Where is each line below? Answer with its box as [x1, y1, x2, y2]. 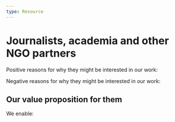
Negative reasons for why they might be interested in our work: [6, 77, 161, 84]
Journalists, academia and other [6, 34, 169, 47]
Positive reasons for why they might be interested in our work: [6, 66, 158, 73]
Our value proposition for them [6, 94, 123, 104]
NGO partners [6, 47, 77, 60]
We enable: [6, 110, 34, 117]
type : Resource [6, 8, 44, 15]
